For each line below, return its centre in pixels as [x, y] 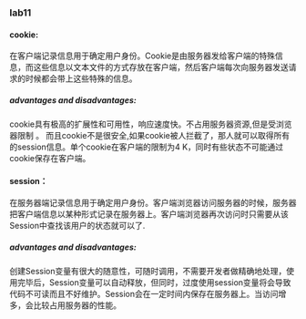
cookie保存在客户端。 [50, 159]
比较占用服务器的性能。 [77, 305]
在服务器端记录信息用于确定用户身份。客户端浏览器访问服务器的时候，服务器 [153, 203]
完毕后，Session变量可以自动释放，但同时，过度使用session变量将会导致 [154, 283]
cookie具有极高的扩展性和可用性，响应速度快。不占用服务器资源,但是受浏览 [151, 124]
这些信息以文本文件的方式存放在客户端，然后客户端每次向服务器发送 [161, 67]
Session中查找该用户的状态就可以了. [77, 226]
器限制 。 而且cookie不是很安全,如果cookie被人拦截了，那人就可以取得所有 [149, 136]
